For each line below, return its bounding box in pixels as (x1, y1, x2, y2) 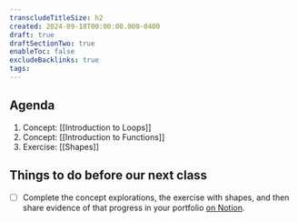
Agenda (9, 97, 55, 114)
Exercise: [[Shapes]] (22, 141, 100, 152)
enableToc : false (9, 47, 75, 56)
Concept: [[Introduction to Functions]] (22, 131, 165, 142)
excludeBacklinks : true (9, 55, 100, 65)
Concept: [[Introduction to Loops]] (22, 122, 152, 133)
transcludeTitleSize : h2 (9, 13, 104, 23)
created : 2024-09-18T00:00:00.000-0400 (9, 22, 161, 31)
